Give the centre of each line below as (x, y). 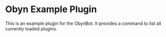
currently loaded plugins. (31, 28)
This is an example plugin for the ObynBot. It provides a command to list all (83, 23)
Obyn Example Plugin (51, 9)
